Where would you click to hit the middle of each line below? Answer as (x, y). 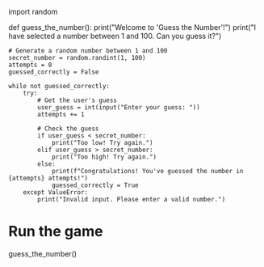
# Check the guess (68, 129)
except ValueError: (56, 193)
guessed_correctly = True (95, 185)
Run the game (56, 232)
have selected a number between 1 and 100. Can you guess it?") (115, 36)
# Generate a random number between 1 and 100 (88, 51)
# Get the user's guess (77, 100)
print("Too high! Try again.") (104, 157)
